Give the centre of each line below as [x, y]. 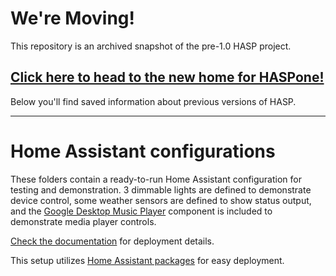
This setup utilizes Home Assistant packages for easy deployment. [147, 260]
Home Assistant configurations [143, 151]
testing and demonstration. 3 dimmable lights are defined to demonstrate [161, 189]
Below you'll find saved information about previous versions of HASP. [153, 101]
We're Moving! [73, 18]
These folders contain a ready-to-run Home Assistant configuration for [156, 179]
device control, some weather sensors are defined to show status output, [161, 200]
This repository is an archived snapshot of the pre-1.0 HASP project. [151, 46]
